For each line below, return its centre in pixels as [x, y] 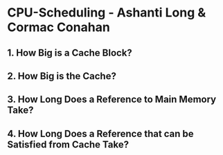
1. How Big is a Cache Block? [70, 53]
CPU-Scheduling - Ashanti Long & [107, 13]
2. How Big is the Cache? [62, 76]
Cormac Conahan [59, 27]
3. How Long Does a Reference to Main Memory [112, 100]
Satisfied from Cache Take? [68, 144]
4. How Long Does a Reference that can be [100, 133]
